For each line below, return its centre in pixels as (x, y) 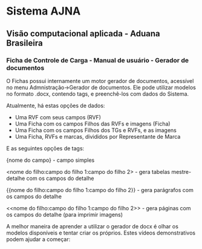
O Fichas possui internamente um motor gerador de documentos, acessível (100, 81)
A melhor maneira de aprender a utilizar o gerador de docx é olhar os (92, 226)
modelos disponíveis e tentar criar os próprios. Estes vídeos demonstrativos (101, 233)
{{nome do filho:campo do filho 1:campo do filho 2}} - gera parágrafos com (100, 190)
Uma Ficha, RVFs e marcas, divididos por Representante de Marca (98, 136)
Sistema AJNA (44, 11)
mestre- (181, 171)
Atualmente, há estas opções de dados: (56, 105)
